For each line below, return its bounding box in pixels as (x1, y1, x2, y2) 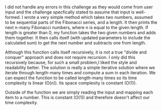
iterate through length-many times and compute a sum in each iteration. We (5, 70, 156, 75)
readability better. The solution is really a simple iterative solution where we (5, 65, 155, 70)
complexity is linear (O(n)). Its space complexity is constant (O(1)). (5, 80, 137, 86)
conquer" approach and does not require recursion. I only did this (5, 55, 135, 60)
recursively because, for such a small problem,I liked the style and (5, 60, 137, 65)
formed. (5, 14, 21, 20)
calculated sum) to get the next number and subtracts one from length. (5, 40, 147, 45)
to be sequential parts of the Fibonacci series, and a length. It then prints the (5, 19, 158, 25)
